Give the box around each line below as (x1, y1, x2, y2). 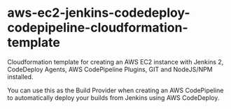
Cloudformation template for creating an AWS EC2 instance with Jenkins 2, (7, 57, 224, 66)
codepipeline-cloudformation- (7, 20, 188, 36)
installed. (7, 72, 34, 81)
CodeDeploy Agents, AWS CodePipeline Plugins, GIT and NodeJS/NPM (7, 65, 213, 73)
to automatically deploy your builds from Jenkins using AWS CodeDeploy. (7, 93, 220, 102)
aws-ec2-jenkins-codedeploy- (7, 5, 190, 21)
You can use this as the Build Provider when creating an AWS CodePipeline (7, 86, 224, 94)
